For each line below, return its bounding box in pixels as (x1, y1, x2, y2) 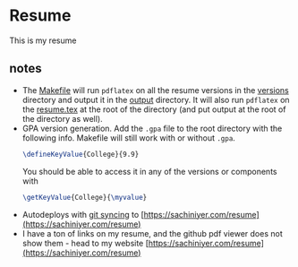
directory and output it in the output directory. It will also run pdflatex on (21, 94, 290, 105)
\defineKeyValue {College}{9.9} (21, 150, 140, 159)
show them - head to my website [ (21, 237, 149, 248)
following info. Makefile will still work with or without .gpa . (21, 132, 235, 143)
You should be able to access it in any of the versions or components (21, 166, 277, 177)
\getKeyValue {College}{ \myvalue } (21, 193, 148, 202)
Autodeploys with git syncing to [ (21, 209, 145, 220)
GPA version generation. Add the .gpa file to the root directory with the (21, 123, 283, 133)
